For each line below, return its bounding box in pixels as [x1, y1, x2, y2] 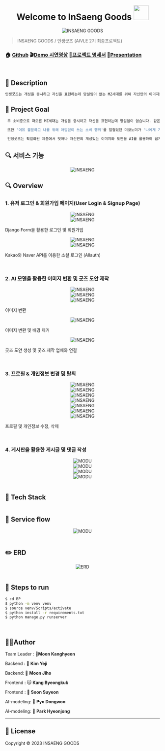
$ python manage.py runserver [5, 615, 67, 620]
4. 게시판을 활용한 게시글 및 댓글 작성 [5, 446, 87, 453]
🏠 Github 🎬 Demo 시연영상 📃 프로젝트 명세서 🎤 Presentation [5, 51, 142, 58]
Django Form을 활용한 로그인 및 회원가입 [5, 227, 83, 232]
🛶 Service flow [5, 515, 51, 523]
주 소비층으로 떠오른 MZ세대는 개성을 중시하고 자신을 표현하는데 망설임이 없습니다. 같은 [7, 118, 161, 123]
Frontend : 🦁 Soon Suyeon [5, 689, 59, 695]
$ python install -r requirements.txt [5, 610, 84, 615]
